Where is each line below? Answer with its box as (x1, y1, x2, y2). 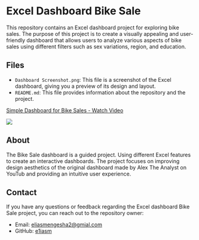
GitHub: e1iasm (14, 227, 52, 235)
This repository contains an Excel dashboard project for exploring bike (6, 24, 179, 31)
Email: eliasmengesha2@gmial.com (14, 221, 103, 228)
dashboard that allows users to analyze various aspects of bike (26, 36, 182, 44)
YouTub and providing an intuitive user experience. (6, 170, 131, 177)
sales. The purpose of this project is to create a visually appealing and (6, 30, 179, 37)
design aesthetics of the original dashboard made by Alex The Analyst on (6, 164, 187, 171)
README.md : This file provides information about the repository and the (14, 88, 186, 96)
